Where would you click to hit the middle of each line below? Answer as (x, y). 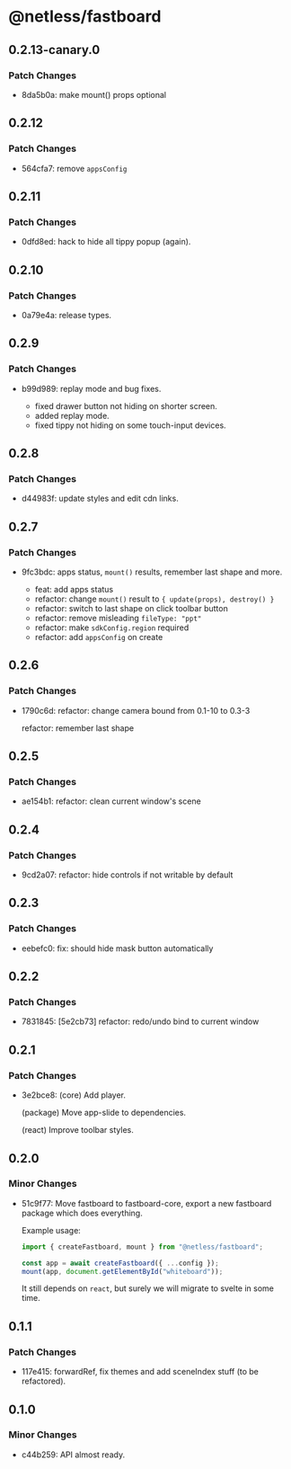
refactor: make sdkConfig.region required (112, 628)
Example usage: (51, 1230)
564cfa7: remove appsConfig (74, 168)
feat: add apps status (74, 589)
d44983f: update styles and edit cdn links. (100, 499)
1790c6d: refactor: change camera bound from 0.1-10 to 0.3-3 (136, 710)
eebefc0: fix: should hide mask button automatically (117, 948)
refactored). (44, 1381)
